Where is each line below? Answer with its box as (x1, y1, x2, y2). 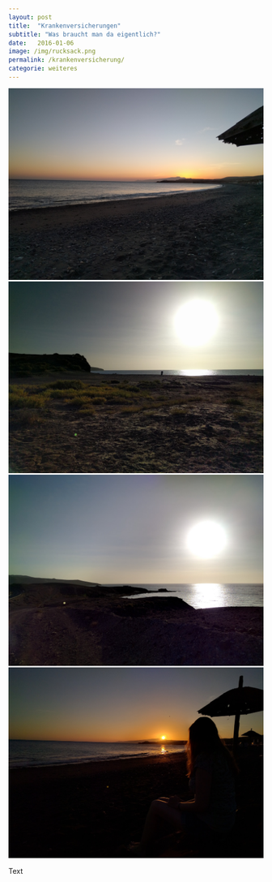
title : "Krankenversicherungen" (8, 21, 121, 30)
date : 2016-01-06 (8, 39, 74, 47)
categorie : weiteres (8, 65, 79, 73)
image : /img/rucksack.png (8, 47, 96, 56)
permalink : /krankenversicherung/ (8, 56, 125, 64)
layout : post (8, 13, 53, 21)
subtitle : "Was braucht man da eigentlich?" (8, 30, 161, 38)
